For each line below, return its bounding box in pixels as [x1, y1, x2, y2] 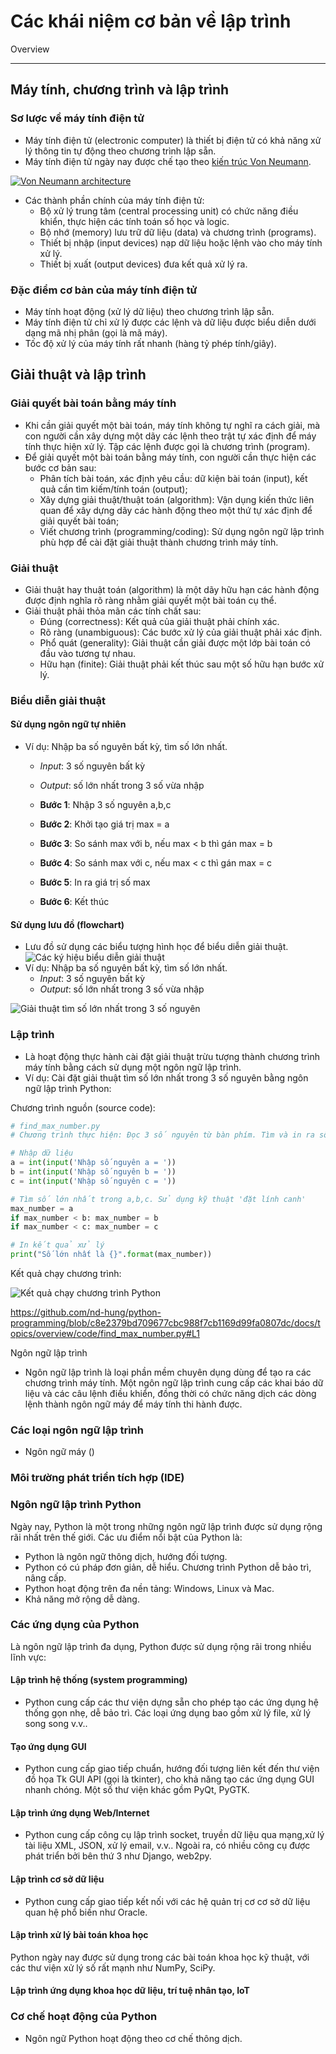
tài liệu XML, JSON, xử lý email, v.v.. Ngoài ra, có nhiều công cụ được [24, 1840, 311, 1852]
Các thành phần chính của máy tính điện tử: [24, 194, 205, 206]
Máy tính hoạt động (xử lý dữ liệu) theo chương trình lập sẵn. [24, 305, 275, 317]
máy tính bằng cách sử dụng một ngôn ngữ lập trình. [24, 1061, 242, 1073]
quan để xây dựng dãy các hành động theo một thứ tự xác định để [39, 504, 313, 516]
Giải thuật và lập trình [10, 366, 147, 384]
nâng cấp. [24, 1571, 67, 1584]
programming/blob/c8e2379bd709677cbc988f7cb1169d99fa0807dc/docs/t [10, 1317, 321, 1329]
